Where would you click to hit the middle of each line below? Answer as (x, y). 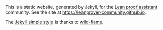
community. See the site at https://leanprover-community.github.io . (76, 12)
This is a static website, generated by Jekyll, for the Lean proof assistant (81, 7)
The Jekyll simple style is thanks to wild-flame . (55, 22)
